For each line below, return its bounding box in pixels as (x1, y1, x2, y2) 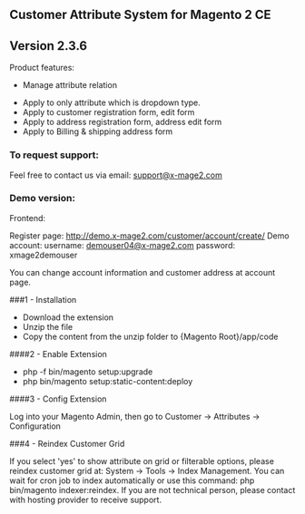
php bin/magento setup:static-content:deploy (22, 375, 193, 386)
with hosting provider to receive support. (9, 494, 162, 505)
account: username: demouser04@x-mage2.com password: (9, 239, 236, 250)
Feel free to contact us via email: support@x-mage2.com (9, 170, 222, 180)
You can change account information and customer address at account (9, 267, 276, 277)
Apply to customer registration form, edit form (22, 107, 195, 118)
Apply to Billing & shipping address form (22, 126, 173, 137)
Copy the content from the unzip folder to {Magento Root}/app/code (22, 331, 279, 342)
